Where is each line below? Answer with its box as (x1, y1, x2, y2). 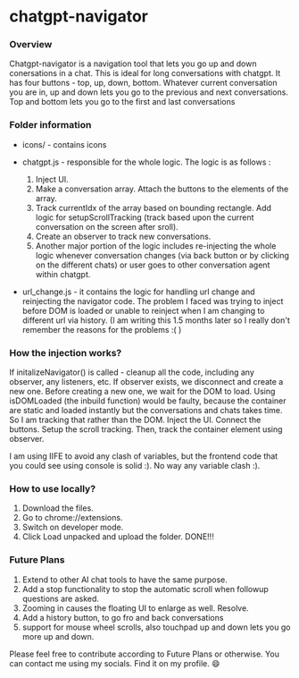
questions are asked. (21, 593, 100, 604)
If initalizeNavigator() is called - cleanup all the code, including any (9, 367, 254, 377)
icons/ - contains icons (21, 139, 107, 149)
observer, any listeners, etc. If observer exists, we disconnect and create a (9, 377, 284, 387)
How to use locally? (9, 483, 96, 495)
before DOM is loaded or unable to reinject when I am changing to (21, 305, 265, 316)
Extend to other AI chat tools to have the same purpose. (21, 574, 228, 585)
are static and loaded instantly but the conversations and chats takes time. (9, 405, 283, 416)
